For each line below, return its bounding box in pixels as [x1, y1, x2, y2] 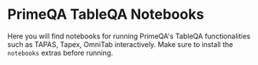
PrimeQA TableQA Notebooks [7, 5, 205, 23]
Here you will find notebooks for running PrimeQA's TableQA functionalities [7, 31, 251, 41]
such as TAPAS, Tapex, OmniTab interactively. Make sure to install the [7, 39, 234, 49]
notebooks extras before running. [7, 48, 113, 57]
